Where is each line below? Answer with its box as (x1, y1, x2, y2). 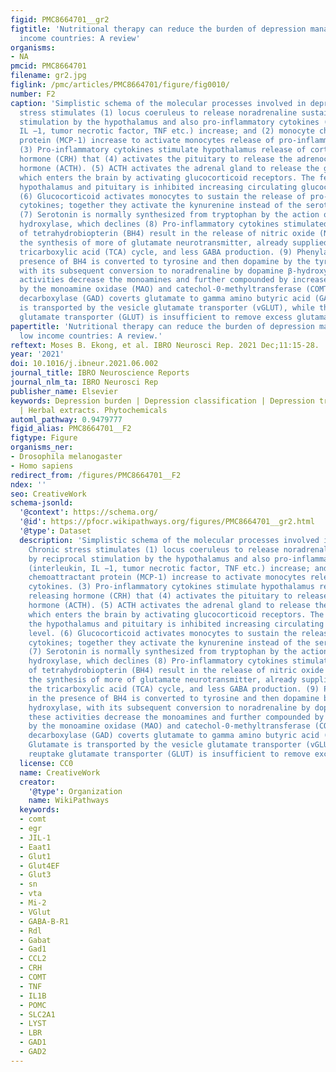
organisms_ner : (10, 442, 74, 453)
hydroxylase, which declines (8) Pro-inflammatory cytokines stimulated (19, 219, 329, 230)
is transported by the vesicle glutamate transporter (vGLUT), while (19, 303, 315, 313)
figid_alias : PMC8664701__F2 (10, 424, 132, 434)
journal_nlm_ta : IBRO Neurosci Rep (10, 377, 159, 387)
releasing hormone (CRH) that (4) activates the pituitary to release (28, 591, 329, 601)
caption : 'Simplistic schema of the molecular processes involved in (10, 98, 307, 108)
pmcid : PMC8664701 (10, 61, 87, 71)
